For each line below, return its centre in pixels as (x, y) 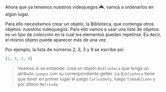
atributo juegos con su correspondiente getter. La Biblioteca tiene (86, 73)
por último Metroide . (38, 84)
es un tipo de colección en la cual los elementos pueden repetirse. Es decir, (83, 34)
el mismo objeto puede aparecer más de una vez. (56, 40)
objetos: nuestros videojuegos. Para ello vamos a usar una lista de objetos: (83, 29)
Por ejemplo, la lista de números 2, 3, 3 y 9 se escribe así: (65, 49)
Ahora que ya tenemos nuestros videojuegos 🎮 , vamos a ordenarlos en (79, 7)
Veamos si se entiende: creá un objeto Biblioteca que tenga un (83, 68)
